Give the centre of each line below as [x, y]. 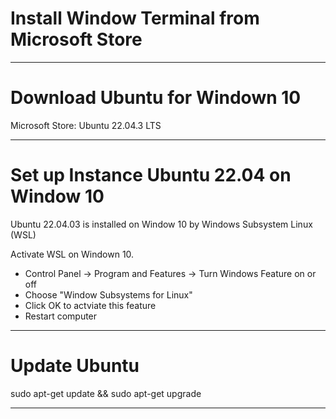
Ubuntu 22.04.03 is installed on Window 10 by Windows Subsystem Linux [161, 224]
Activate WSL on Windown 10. [72, 254]
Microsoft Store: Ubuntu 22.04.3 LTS [86, 125]
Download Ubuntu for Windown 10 [156, 98]
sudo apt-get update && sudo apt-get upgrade [106, 393]
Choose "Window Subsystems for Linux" [108, 294]
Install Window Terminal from [135, 18]
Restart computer [61, 316]
